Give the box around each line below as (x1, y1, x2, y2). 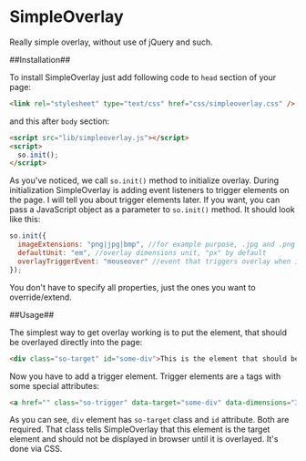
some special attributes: (9, 380, 100, 391)
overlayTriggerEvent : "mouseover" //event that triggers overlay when (17, 257, 291, 266)
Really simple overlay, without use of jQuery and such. (9, 36, 213, 47)
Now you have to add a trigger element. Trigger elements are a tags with (9, 371, 281, 382)
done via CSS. (9, 444, 63, 455)
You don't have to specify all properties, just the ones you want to (9, 282, 257, 292)
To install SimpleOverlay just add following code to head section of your (9, 71, 276, 83)
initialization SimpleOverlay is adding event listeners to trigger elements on (9, 185, 290, 196)
